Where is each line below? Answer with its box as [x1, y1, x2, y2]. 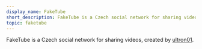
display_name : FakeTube [6, 8, 66, 15]
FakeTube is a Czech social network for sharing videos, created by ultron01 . [6, 36, 194, 44]
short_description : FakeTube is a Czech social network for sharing [6, 14, 182, 20]
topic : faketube [6, 20, 47, 26]
